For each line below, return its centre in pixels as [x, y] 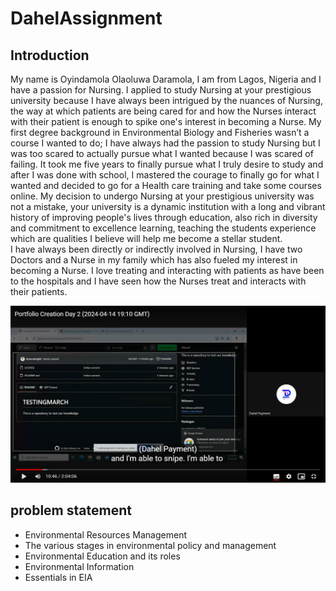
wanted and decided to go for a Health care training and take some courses [166, 185]
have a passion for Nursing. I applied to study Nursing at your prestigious [161, 90]
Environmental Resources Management [105, 534]
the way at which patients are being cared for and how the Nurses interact [163, 111]
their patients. [39, 291]
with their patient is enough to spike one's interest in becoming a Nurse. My [166, 121]
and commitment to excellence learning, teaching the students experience [163, 228]
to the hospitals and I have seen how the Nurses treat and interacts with [158, 281]
